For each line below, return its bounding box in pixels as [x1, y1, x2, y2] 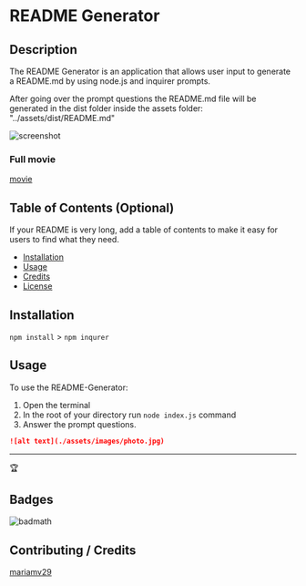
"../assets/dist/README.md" [9, 113, 116, 123]
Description [9, 42, 77, 57]
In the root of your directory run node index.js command [22, 409, 237, 420]
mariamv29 [9, 567, 52, 578]
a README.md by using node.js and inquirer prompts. [9, 76, 211, 87]
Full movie [9, 152, 56, 165]
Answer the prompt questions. [22, 418, 137, 429]
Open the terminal [22, 399, 91, 410]
